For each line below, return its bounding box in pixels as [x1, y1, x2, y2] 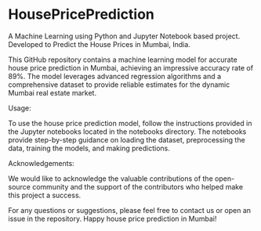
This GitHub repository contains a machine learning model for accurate [8, 55, 237, 64]
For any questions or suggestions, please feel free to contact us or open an [8, 205, 252, 215]
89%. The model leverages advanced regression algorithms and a [8, 71, 222, 81]
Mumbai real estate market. [8, 88, 96, 97]
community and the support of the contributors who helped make [32, 182, 244, 191]
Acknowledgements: [8, 158, 74, 168]
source [8, 182, 31, 191]
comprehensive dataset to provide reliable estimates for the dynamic [8, 80, 230, 89]
